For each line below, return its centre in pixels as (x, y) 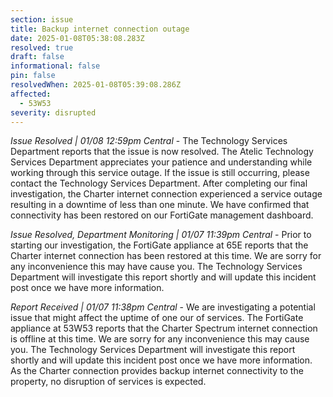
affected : (31, 94)
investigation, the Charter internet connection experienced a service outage (166, 194)
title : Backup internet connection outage (100, 29)
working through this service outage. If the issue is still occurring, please (160, 173)
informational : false (55, 66)
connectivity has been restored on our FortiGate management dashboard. (162, 215)
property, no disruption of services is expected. (108, 382)
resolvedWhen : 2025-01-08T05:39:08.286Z (96, 85)
